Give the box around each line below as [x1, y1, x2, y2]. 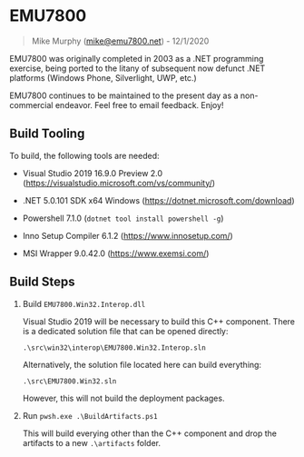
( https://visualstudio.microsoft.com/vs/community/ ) [22, 177, 216, 188]
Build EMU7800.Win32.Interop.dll [22, 298, 146, 309]
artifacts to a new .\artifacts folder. [22, 437, 162, 448]
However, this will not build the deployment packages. [22, 392, 225, 403]
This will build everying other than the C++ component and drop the [22, 428, 277, 439]
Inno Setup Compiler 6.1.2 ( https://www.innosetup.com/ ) [22, 230, 233, 241]
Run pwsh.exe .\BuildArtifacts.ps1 [22, 410, 158, 421]
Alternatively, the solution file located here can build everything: [22, 359, 261, 370]
